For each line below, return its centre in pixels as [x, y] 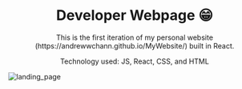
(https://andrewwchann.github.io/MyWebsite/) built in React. [135, 45]
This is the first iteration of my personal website [135, 37]
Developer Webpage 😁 [135, 15]
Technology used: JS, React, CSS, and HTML [135, 61]
